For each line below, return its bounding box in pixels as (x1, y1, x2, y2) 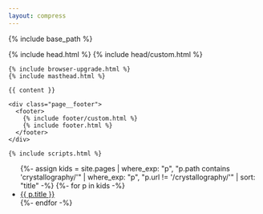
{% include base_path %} (8, 34, 93, 43)
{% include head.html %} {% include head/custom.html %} (8, 49, 203, 59)
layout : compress (8, 11, 67, 20)
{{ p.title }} (19, 189, 55, 199)
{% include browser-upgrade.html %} (8, 65, 131, 73)
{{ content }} (8, 86, 56, 94)
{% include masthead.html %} (8, 72, 106, 80)
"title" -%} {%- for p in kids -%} (19, 180, 126, 190)
